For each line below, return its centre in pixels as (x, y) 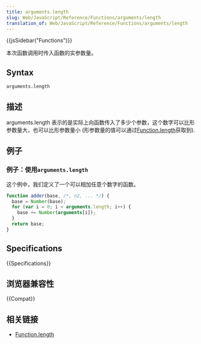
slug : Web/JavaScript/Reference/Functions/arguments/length (84, 18)
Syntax (20, 73)
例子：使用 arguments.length (47, 170)
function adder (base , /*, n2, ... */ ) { (58, 196)
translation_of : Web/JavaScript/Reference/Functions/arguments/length (97, 23)
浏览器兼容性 (30, 284)
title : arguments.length (38, 12)
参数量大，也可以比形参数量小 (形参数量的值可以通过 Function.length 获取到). (101, 130)
